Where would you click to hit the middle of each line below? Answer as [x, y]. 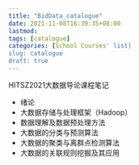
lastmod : [23, 31]
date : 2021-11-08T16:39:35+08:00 [65, 23]
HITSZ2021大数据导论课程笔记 [59, 85]
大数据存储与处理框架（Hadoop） [76, 112]
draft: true [28, 61]
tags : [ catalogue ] [39, 38]
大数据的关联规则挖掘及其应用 [69, 152]
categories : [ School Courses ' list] [70, 46]
